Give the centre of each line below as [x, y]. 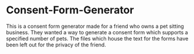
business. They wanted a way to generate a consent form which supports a [97, 32]
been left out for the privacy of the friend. [56, 45]
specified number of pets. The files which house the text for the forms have [97, 38]
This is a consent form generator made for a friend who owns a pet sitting [95, 26]
